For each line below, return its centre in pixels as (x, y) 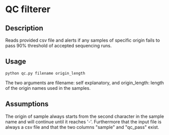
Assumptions (27, 104)
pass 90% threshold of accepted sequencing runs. (59, 46)
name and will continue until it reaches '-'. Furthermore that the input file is (83, 122)
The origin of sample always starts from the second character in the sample (85, 116)
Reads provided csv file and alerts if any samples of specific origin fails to (83, 40)
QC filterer (28, 9)
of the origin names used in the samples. (48, 88)
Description (24, 28)
